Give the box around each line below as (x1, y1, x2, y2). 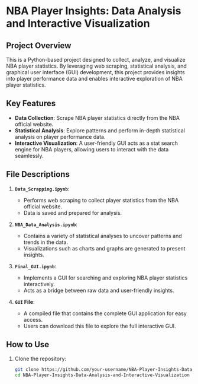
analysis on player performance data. (14, 133, 106, 140)
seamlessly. (14, 152, 44, 159)
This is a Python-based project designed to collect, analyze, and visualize (6, 56, 186, 63)
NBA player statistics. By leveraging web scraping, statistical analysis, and (6, 62, 187, 69)
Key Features (6, 99, 56, 109)
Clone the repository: (14, 355, 67, 363)
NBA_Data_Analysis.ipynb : (14, 221, 78, 228)
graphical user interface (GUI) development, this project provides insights (6, 69, 185, 75)
